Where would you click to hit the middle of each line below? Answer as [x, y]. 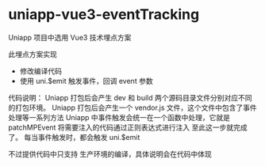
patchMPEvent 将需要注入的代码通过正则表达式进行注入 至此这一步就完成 [128, 127]
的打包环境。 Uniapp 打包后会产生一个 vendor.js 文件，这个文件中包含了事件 [133, 108]
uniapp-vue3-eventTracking [104, 15]
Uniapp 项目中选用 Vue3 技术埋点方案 [70, 37]
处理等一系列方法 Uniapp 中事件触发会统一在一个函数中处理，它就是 [119, 117]
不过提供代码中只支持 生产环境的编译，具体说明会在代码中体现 [110, 154]
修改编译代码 [40, 71]
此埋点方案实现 [33, 54]
